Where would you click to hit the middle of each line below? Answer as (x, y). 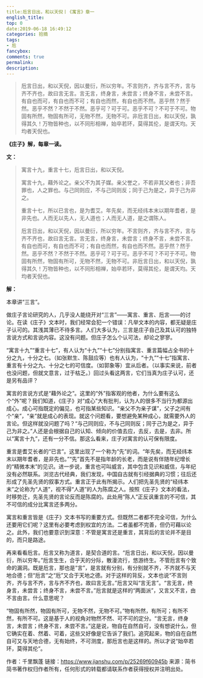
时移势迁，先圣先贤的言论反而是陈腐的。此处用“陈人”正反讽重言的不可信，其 (101, 497)
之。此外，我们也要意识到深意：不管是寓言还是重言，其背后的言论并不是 (96, 532)
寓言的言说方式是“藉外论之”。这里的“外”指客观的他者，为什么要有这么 (93, 393)
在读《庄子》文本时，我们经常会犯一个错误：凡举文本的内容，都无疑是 (104, 322)
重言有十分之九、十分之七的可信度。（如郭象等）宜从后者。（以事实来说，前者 (101, 366)
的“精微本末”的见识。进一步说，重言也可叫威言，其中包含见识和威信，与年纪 (101, 467)
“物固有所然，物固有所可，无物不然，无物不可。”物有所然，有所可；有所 (95, 611)
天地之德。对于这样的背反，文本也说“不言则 (133, 575)
